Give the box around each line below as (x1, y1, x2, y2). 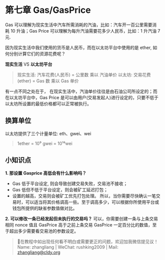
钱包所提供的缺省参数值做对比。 (12, 205, 77, 211)
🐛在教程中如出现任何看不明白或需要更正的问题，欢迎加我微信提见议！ (17, 238, 159, 244)
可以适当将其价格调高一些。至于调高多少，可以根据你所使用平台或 (25, 199, 159, 205)
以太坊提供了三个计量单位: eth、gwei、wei (5, 130, 92, 136)
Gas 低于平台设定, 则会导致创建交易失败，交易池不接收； (12, 181, 128, 186)
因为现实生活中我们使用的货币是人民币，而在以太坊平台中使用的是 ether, (5, 44, 152, 50)
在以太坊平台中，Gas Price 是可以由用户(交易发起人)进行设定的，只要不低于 (5, 94, 159, 100)
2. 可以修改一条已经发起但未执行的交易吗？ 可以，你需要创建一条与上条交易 (5, 216, 159, 222)
